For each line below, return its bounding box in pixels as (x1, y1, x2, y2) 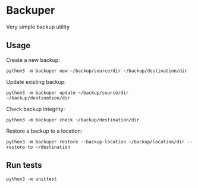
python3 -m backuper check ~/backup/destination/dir (6, 117, 140, 123)
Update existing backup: (6, 78, 67, 85)
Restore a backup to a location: (6, 127, 83, 134)
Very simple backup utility (6, 23, 70, 30)
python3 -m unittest (6, 176, 58, 182)
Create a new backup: (6, 56, 61, 63)
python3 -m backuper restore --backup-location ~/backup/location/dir (6, 139, 185, 145)
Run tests (6, 160, 42, 170)
